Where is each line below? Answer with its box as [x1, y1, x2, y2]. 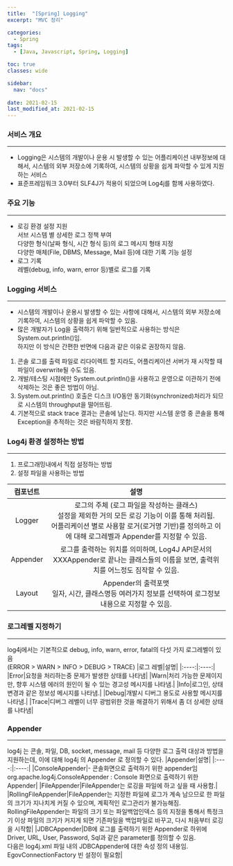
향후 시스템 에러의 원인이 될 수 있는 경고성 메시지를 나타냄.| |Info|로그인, [16, 680, 211, 688]
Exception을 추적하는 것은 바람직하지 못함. [17, 418, 133, 426]
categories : [7, 29, 42, 36]
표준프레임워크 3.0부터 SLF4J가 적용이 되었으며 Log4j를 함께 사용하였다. [17, 179, 215, 188]
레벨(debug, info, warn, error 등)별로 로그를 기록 [17, 265, 151, 274]
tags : [7, 42, 23, 49]
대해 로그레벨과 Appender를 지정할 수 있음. [74, 531, 207, 541]
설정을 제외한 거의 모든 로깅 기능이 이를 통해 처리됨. [58, 511, 215, 520]
